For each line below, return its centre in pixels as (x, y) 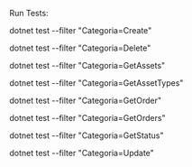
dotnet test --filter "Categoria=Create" (81, 30)
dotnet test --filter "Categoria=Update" (82, 153)
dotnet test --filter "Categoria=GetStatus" (87, 135)
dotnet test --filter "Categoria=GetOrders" (87, 118)
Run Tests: (29, 13)
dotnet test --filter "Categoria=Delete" (80, 48)
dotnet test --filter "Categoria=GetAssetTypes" (96, 83)
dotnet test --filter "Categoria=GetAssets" (87, 65)
